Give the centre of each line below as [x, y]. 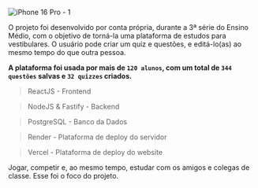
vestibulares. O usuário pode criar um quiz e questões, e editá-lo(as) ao [125, 44]
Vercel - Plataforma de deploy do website [95, 152]
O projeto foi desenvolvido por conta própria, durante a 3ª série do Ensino [128, 27]
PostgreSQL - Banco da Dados [77, 122]
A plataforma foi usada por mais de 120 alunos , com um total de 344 [120, 68]
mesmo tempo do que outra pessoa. [67, 52]
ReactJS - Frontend [59, 91]
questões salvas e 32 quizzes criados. [70, 76]
